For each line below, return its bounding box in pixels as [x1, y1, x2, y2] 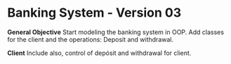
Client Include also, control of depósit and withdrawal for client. [7, 49, 192, 57]
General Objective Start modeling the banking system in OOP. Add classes [7, 28, 225, 36]
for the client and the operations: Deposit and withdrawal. [7, 35, 174, 43]
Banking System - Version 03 [7, 5, 181, 21]
